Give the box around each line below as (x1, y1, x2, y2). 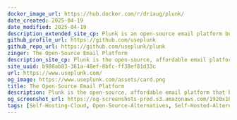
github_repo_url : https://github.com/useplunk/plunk (7, 43, 166, 50)
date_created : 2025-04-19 (7, 17, 83, 24)
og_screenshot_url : (7, 96, 65, 103)
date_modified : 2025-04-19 (7, 23, 87, 30)
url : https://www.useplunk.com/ (7, 69, 102, 76)
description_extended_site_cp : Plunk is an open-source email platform (7, 30, 222, 37)
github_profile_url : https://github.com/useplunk (7, 37, 157, 44)
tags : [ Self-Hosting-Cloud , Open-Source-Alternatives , (7, 102, 172, 109)
